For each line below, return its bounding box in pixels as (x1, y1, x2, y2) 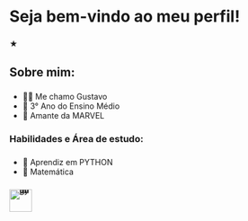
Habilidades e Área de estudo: (9, 133, 144, 146)
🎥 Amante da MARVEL (22, 110, 105, 121)
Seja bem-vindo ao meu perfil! (9, 6, 241, 27)
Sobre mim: (9, 65, 75, 80)
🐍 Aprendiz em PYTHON (22, 157, 114, 168)
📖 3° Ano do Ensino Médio (22, 101, 120, 111)
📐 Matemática (22, 166, 75, 177)
